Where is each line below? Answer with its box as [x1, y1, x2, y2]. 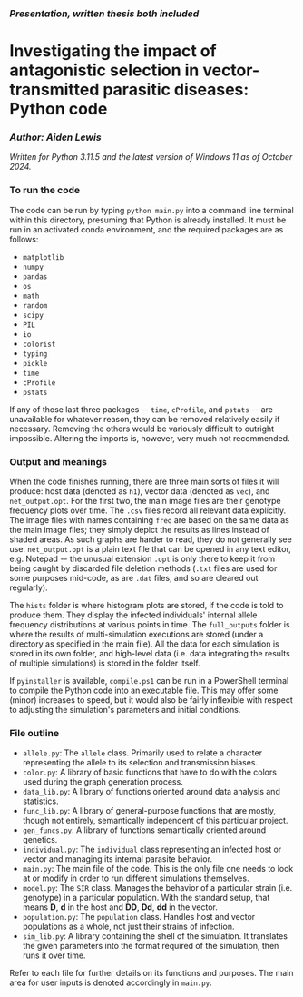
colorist [22, 340, 56, 349]
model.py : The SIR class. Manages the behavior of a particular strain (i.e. [22, 883, 293, 893]
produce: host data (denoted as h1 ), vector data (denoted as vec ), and [9, 486, 270, 497]
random [22, 301, 48, 311]
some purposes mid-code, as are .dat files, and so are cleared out [9, 573, 259, 583]
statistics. [22, 795, 59, 806]
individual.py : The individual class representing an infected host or [22, 844, 282, 855]
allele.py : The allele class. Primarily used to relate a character [22, 747, 263, 758]
